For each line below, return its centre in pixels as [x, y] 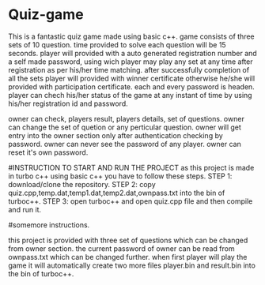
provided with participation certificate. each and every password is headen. [131, 86]
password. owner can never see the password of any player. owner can [125, 144]
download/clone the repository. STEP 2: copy [82, 184]
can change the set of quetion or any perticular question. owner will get [125, 127]
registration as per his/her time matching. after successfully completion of [129, 69]
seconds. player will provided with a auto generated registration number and [132, 53]
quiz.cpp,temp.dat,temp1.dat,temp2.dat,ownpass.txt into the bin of [117, 193]
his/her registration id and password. [68, 103]
